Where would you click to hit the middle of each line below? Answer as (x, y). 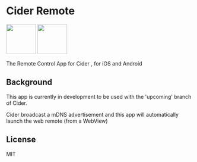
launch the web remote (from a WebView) (57, 121)
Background (29, 82)
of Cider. (17, 103)
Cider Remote (41, 11)
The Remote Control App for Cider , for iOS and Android (74, 63)
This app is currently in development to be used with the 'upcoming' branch (99, 96)
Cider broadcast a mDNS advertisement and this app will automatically (93, 114)
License (21, 140)
